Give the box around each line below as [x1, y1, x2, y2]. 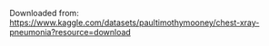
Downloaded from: [9, 8, 79, 18]
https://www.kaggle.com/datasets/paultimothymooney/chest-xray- [9, 17, 260, 28]
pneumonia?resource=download [9, 27, 132, 37]
